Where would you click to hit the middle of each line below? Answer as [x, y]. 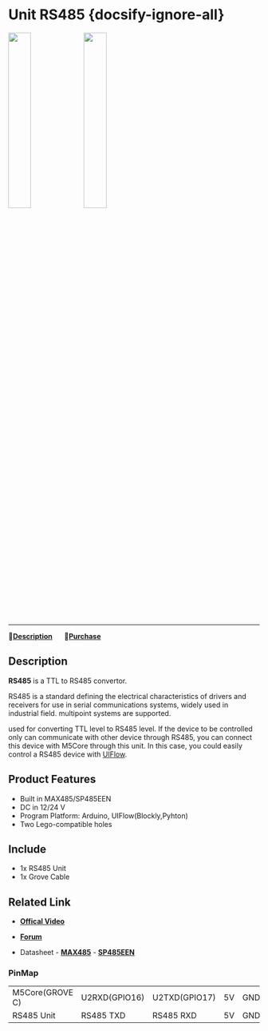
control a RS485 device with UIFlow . [68, 754]
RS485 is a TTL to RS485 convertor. [68, 681]
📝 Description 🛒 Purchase [55, 636]
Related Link [39, 902]
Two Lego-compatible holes [66, 824]
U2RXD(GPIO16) [113, 997]
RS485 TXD [103, 1016]
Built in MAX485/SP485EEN [65, 798]
